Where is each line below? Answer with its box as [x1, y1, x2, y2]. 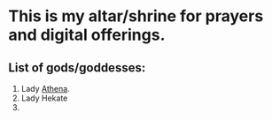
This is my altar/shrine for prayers [8, 6, 264, 26]
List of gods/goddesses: [8, 60, 146, 75]
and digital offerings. [8, 25, 166, 45]
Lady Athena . [20, 84, 70, 94]
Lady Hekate [20, 93, 68, 103]
